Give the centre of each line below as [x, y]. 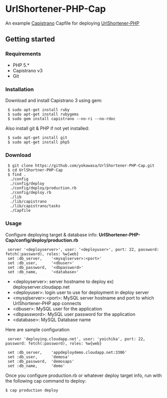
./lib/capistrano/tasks [35, 206]
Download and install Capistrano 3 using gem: [54, 100]
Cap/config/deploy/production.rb [42, 240]
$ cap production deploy [32, 390]
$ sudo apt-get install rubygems [43, 114]
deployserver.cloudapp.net [41, 287]
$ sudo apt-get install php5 [39, 142]
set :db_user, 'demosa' [39, 357]
